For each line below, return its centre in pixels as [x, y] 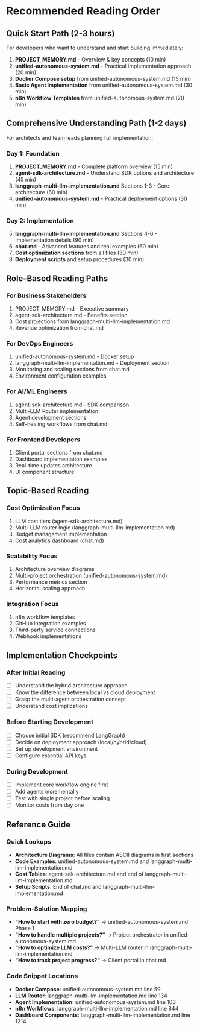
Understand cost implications [52, 706]
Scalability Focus [32, 556]
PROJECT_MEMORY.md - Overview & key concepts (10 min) [90, 59]
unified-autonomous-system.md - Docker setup [74, 356]
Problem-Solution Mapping [47, 909]
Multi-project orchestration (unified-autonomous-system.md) [91, 575]
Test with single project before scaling [62, 798]
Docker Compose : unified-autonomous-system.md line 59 [88, 989]
